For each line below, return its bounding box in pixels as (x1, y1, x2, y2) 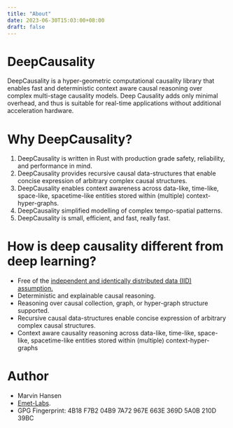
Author (7, 368, 49, 384)
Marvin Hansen (17, 392, 62, 400)
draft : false (7, 23, 45, 30)
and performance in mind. (17, 162, 92, 170)
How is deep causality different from (7, 239, 224, 255)
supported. (17, 307, 50, 315)
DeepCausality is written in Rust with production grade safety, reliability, (17, 154, 225, 163)
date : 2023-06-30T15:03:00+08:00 (7, 17, 105, 24)
